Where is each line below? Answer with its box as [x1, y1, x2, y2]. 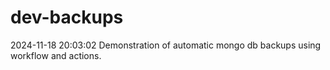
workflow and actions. [10, 49, 102, 61]
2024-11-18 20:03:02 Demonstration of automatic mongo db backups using [10, 39, 322, 51]
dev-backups [10, 6, 124, 29]
